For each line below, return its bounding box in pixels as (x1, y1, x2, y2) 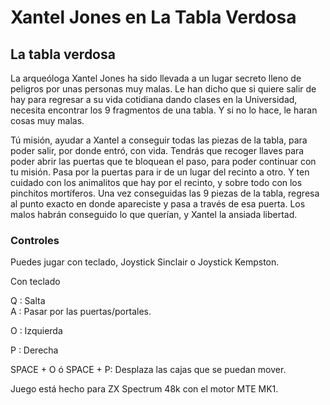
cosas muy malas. (10, 115, 85, 126)
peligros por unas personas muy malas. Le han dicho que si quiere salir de (10, 83, 317, 95)
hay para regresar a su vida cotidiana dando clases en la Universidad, (10, 94, 298, 105)
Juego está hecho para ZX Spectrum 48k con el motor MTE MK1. (10, 383, 279, 395)
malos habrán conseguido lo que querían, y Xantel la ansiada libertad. (10, 209, 298, 220)
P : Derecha (10, 344, 59, 356)
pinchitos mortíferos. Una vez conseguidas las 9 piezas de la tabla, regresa (10, 187, 320, 199)
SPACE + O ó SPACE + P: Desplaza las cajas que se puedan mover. (10, 364, 287, 376)
